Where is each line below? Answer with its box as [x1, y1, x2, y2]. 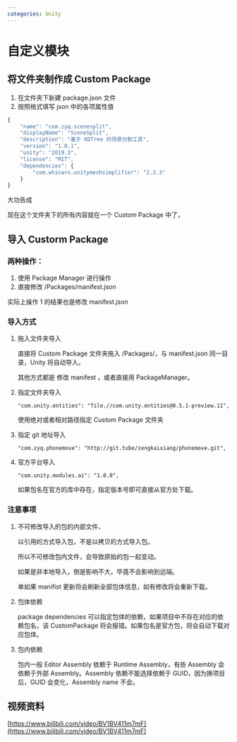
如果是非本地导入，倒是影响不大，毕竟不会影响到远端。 [17, 567, 178, 576]
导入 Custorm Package [7, 233, 109, 245]
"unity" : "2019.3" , [20, 149, 78, 156]
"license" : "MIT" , [20, 155, 74, 163]
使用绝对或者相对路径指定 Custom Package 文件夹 [17, 416, 164, 424]
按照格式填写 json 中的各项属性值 [17, 102, 114, 110]
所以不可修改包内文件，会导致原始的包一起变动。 [17, 552, 160, 560]
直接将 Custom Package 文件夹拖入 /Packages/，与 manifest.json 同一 [17, 349, 222, 358]
